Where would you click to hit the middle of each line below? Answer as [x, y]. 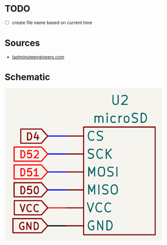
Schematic [27, 77]
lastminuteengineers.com [38, 57]
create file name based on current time [52, 22]
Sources [22, 43]
